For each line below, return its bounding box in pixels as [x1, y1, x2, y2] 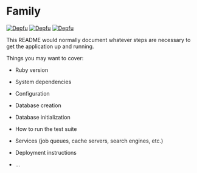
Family [6, 4, 41, 18]
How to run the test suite [15, 125, 77, 132]
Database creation [15, 102, 62, 109]
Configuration [15, 90, 50, 97]
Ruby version [15, 66, 49, 74]
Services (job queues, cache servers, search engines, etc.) [15, 137, 164, 144]
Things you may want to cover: [6, 54, 84, 62]
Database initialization [15, 113, 71, 121]
